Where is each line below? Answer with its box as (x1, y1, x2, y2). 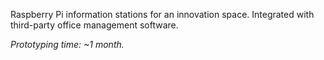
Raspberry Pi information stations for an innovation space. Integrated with (10, 9, 315, 20)
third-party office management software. (10, 19, 179, 31)
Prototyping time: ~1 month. (10, 39, 125, 50)
